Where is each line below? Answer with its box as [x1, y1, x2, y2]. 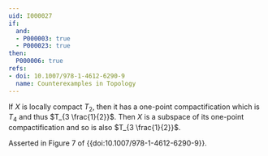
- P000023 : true [15, 42, 71, 50]
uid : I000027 [8, 11, 53, 20]
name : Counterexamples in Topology [15, 79, 136, 87]
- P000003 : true [15, 34, 71, 43]
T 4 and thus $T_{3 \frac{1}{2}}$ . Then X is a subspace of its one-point [8, 112, 244, 124]
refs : [8, 65, 27, 73]
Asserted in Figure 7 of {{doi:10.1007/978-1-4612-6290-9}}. [8, 138, 207, 148]
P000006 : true [15, 57, 63, 65]
